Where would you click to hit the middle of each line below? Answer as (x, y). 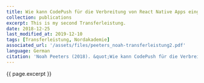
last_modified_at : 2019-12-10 (45, 34)
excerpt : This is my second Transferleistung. (66, 23)
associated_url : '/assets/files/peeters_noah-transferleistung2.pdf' (96, 46)
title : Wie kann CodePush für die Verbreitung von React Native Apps (96, 12)
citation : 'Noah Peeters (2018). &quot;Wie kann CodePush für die (92, 57)
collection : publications (39, 17)
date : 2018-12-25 (28, 29)
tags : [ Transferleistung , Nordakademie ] (58, 40)
